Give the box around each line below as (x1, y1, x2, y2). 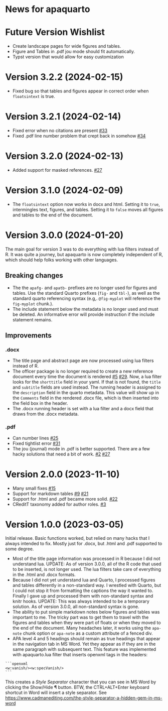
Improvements (5, 331, 52, 340)
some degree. (5, 546, 34, 552)
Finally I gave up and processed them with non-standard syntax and (12, 593, 153, 599)
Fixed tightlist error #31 (12, 440, 61, 446)
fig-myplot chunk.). (12, 300, 54, 307)
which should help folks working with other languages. (5, 257, 118, 263)
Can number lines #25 (12, 435, 59, 441)
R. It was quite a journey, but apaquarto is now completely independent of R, (5, 251, 163, 257)
